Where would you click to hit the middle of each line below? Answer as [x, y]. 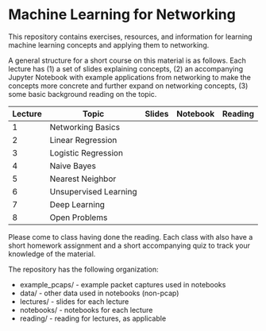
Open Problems [79, 217]
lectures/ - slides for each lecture [74, 301]
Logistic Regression [86, 152]
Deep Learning [77, 204]
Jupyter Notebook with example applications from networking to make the [130, 77]
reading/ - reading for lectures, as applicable [93, 318]
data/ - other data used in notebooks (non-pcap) [99, 293]
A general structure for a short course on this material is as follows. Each [127, 60]
